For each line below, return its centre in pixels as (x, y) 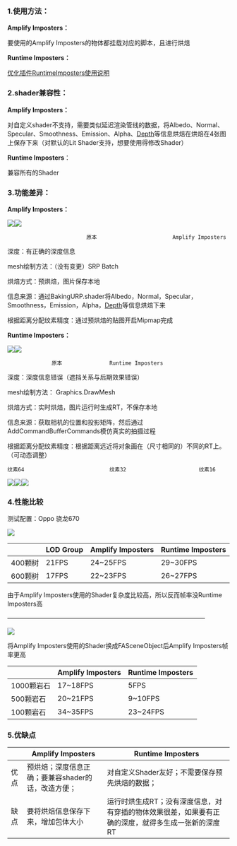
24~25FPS (108, 563)
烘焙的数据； (135, 783)
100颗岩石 (29, 712)
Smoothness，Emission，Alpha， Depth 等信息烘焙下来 (86, 305)
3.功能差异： (29, 192)
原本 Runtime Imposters (108, 363)
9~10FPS (144, 699)
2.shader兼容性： (38, 93)
